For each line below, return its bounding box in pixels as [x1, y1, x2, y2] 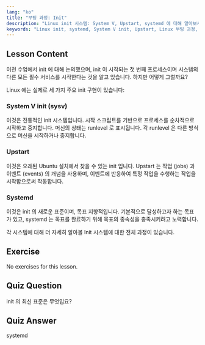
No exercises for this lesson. [6, 262, 78, 270]
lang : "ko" [6, 9, 34, 15]
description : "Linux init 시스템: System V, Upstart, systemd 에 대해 [6, 20, 182, 26]
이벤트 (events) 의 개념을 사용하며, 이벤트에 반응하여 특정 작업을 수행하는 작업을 [6, 169, 196, 177]
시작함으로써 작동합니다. [6, 177, 64, 185]
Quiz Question [6, 281, 62, 291]
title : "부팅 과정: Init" [6, 15, 67, 21]
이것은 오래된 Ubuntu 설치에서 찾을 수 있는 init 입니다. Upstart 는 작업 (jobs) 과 [6, 162, 195, 169]
